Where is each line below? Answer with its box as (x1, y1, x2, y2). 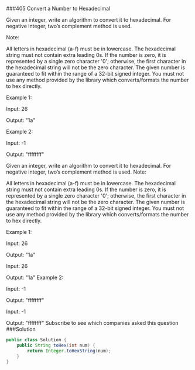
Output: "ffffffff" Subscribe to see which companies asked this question (6, 320, 179, 326)
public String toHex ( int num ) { (16, 342, 95, 348)
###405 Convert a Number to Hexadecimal (6, 5, 111, 12)
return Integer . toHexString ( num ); (27, 348, 111, 354)
